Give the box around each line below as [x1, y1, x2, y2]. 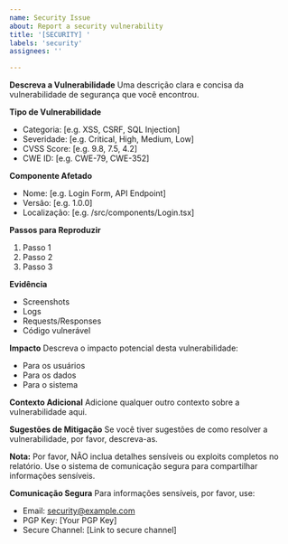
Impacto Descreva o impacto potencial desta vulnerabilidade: [9, 342, 239, 353]
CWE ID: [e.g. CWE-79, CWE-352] [22, 153, 150, 164]
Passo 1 [22, 242, 51, 253]
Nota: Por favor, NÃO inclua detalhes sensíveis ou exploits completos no [9, 451, 279, 462]
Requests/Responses [22, 315, 102, 326]
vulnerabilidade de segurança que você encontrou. [9, 89, 200, 100]
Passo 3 [22, 261, 53, 272]
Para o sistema [22, 380, 79, 390]
